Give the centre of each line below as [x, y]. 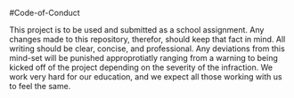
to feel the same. [40, 86]
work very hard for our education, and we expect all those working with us [146, 77]
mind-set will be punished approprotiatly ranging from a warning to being [144, 58]
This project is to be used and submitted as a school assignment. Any [137, 30]
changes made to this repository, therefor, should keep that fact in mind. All [147, 39]
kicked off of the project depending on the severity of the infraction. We [141, 67]
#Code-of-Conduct [45, 13]
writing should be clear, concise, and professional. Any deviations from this [147, 49]
